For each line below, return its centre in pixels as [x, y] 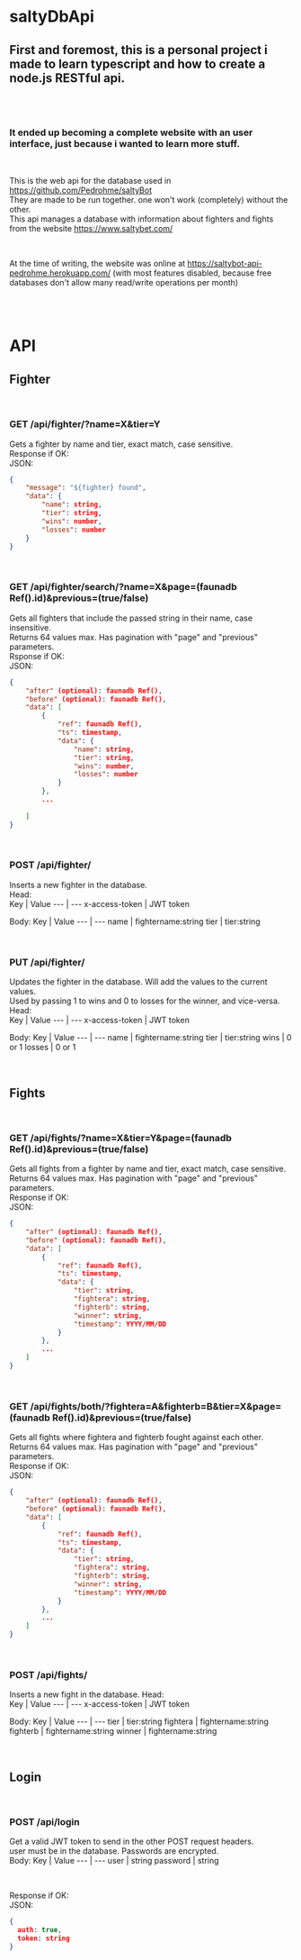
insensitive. [31, 627]
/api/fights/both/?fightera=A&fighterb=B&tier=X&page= [156, 1406]
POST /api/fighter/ [50, 865]
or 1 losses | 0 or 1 [43, 1048]
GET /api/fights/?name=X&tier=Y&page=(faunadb [120, 1138]
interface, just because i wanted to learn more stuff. [125, 143]
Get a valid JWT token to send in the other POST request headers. [132, 1842]
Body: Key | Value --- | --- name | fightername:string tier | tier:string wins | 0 [150, 1038]
